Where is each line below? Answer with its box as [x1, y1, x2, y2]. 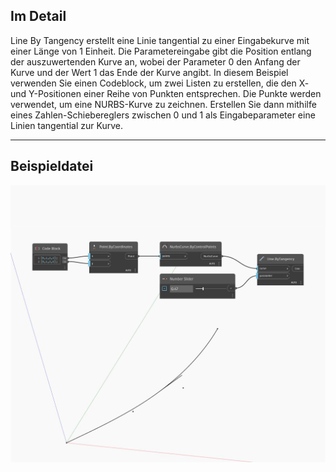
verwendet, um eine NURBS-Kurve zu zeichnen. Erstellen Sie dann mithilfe [10, 98, 317, 110]
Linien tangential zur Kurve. [10, 119, 124, 131]
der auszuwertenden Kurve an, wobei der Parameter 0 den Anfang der [10, 55, 301, 68]
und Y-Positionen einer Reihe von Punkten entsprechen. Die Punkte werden [10, 87, 322, 99]
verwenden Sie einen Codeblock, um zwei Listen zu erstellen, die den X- [10, 77, 310, 89]
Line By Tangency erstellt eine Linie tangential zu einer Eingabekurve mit [10, 34, 310, 46]
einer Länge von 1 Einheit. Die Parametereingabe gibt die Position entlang [10, 45, 312, 57]
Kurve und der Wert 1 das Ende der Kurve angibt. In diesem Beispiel [10, 66, 289, 78]
